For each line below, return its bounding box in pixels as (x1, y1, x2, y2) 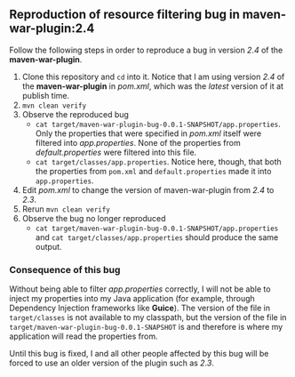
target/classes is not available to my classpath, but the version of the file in (9, 312, 287, 323)
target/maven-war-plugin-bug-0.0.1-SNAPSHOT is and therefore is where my (9, 322, 283, 333)
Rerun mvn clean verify (21, 204, 111, 214)
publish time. (21, 90, 70, 100)
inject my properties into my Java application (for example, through (9, 293, 255, 304)
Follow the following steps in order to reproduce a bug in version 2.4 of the (9, 44, 283, 55)
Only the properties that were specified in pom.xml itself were (35, 128, 262, 139)
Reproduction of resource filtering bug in (9, 7, 240, 22)
